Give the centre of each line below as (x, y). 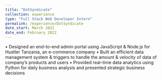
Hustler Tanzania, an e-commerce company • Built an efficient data (75, 52)
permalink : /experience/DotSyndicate (44, 23)
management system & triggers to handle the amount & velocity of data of (81, 57)
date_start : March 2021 (30, 28)
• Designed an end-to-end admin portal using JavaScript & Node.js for (78, 47)
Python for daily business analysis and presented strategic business (75, 68)
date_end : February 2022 (31, 33)
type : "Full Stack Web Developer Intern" (49, 19)
